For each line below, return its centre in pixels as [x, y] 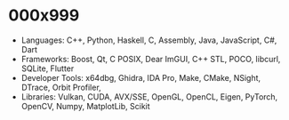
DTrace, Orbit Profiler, [61, 87]
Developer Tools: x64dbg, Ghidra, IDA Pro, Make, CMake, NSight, [141, 77]
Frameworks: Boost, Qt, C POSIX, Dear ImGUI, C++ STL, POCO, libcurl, [151, 59]
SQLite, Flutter [48, 68]
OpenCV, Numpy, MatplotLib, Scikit [85, 106]
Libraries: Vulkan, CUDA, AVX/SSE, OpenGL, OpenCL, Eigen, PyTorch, [149, 96]
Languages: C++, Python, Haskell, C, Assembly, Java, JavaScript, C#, [149, 40]
